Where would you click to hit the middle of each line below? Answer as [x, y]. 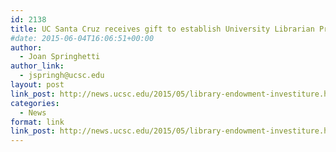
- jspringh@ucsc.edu [62, 76]
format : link [37, 122]
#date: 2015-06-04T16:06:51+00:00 [82, 38]
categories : [35, 103]
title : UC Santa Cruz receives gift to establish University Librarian [162, 29]
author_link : [37, 66]
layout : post [37, 85]
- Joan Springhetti [60, 57]
